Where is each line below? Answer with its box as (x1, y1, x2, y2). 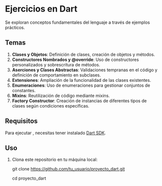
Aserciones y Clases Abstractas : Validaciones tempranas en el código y (12, 67, 158, 73)
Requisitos (5, 117, 38, 125)
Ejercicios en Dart (5, 3, 78, 15)
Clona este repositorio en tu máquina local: (12, 156, 98, 163)
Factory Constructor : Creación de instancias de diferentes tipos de (12, 98, 147, 104)
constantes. (12, 87, 36, 93)
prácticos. (5, 24, 25, 30)
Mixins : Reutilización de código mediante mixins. (12, 93, 110, 98)
